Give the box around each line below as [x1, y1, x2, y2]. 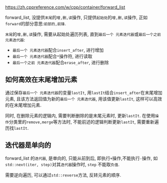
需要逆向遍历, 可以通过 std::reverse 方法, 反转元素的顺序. [5, 172, 121, 178]
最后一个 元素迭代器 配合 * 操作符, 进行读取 [12, 53, 93, 59]
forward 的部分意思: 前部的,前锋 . [5, 21, 66, 26]
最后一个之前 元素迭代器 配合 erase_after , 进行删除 [12, 60, 109, 65]
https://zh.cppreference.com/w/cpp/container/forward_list [5, 4, 126, 10]
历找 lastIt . [5, 125, 29, 131]
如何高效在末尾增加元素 [5, 76, 77, 84]
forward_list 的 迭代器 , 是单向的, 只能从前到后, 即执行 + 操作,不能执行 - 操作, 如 [5, 155, 158, 161]
